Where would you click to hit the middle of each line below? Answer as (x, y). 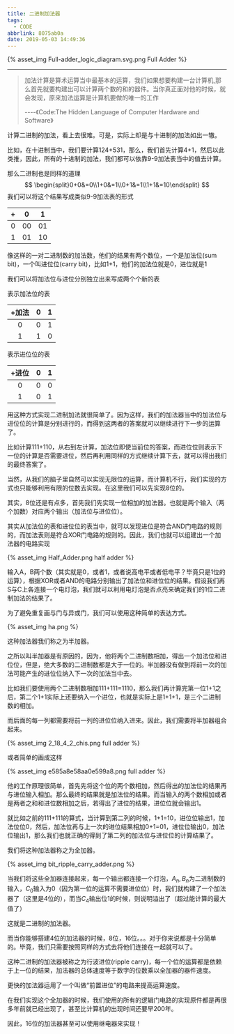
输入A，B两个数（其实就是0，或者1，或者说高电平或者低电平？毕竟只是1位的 (117, 572)
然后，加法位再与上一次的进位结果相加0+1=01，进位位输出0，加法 (130, 827)
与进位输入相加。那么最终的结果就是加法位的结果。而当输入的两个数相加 (111, 794)
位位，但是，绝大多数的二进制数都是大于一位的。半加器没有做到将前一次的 (114, 665)
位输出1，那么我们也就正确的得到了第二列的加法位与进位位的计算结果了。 (112, 835)
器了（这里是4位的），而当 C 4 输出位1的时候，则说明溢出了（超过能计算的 (110, 899)
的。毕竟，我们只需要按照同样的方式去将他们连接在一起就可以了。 (102, 947)
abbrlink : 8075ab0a (36, 33)
